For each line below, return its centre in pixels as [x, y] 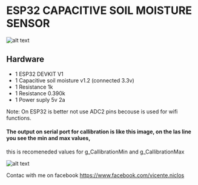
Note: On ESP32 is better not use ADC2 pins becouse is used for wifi [92, 111]
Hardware [25, 59]
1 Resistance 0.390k [40, 93]
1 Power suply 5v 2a [40, 99]
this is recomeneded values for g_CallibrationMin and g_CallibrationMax [95, 152]
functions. [19, 118]
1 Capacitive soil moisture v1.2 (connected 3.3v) [74, 80]
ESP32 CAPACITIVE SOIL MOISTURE [99, 11]
